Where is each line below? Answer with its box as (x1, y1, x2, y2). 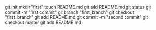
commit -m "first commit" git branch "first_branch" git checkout (5, 9, 134, 15)
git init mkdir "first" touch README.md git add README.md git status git (5, 4, 151, 10)
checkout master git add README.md (5, 19, 81, 25)
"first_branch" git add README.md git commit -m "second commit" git (5, 15, 148, 20)
